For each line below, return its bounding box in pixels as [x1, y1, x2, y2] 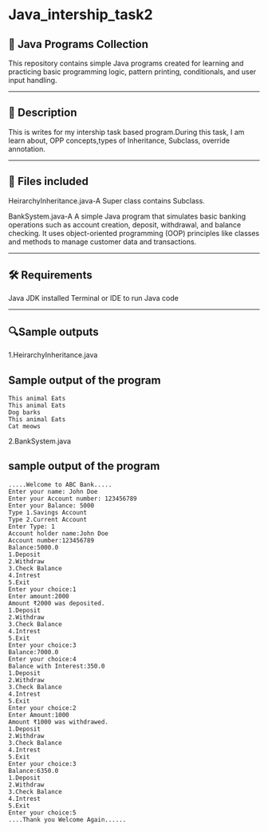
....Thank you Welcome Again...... [8, 815, 127, 823]
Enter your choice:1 [8, 585, 77, 593]
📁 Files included [8, 175, 89, 188]
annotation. [8, 144, 45, 153]
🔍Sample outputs [8, 325, 100, 338]
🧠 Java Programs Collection [8, 37, 149, 51]
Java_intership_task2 [8, 6, 153, 24]
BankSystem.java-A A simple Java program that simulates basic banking [8, 211, 246, 221]
